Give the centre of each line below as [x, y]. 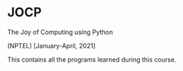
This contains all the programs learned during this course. [92, 59]
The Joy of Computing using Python [60, 32]
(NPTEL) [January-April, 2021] [51, 45]
